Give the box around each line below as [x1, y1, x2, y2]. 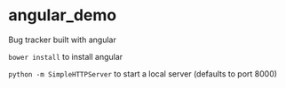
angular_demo [8, 5, 117, 26]
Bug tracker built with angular [8, 34, 116, 45]
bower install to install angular [8, 51, 123, 62]
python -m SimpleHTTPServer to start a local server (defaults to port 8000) [8, 68, 277, 79]
